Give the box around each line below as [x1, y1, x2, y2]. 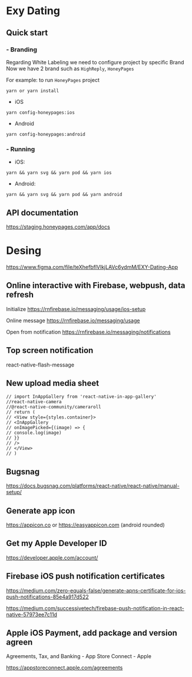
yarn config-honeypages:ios [6, 109, 75, 116]
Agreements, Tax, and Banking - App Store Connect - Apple [6, 653, 152, 660]
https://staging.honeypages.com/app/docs [6, 223, 110, 230]
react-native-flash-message [6, 361, 75, 368]
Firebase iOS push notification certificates [6, 571, 165, 581]
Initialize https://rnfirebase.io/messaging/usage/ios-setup [6, 305, 146, 312]
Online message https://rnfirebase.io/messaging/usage [6, 317, 140, 324]
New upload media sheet [6, 378, 99, 388]
